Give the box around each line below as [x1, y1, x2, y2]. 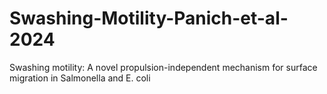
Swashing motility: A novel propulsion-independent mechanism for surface [9, 61, 318, 73]
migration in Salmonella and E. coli [9, 72, 151, 84]
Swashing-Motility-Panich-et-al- [9, 7, 289, 30]
